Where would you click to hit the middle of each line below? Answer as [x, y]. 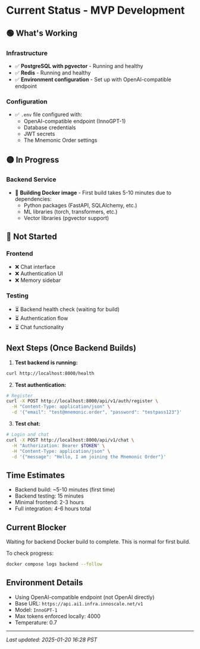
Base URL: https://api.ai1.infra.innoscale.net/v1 [79, 603]
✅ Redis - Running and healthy [53, 73]
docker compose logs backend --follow [54, 564]
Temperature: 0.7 [36, 622]
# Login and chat [28, 435]
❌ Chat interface [35, 266]
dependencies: [33, 199]
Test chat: [27, 424]
